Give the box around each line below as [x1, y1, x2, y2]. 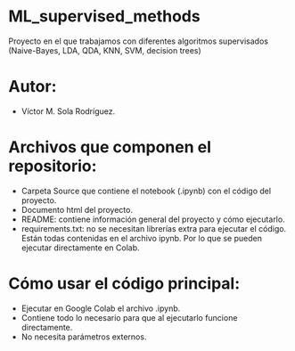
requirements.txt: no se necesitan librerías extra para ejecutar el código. [20, 223, 287, 233]
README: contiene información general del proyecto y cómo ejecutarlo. [20, 214, 286, 224]
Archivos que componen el [8, 137, 211, 158]
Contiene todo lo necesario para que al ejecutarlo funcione [20, 312, 238, 322]
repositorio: [8, 156, 97, 176]
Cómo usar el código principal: [8, 273, 241, 293]
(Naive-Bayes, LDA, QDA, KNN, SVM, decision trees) [8, 45, 201, 55]
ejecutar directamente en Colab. [20, 242, 140, 253]
